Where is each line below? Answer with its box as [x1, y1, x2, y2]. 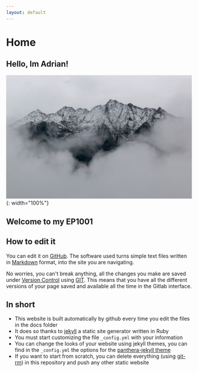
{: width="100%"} [6, 199, 49, 206]
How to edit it [6, 236, 56, 247]
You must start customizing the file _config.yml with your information [14, 334, 183, 341]
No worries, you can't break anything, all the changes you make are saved [6, 270, 187, 277]
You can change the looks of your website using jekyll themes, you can [14, 340, 187, 347]
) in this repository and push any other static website [21, 359, 149, 366]
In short [6, 299, 35, 310]
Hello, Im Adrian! [6, 59, 69, 69]
